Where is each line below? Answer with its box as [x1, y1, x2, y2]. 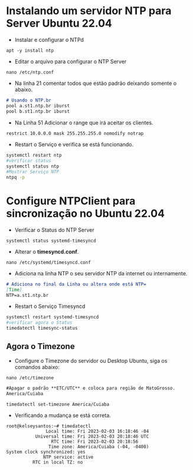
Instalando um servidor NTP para [6, 4, 172, 18]
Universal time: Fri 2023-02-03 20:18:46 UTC [35, 433, 149, 439]
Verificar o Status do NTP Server [14, 226, 94, 234]
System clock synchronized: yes [6, 449, 86, 455]
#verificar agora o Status [6, 320, 73, 326]
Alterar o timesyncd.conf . [14, 248, 79, 255]
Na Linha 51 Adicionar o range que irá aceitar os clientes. [14, 119, 153, 126]
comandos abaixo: [14, 363, 60, 370]
